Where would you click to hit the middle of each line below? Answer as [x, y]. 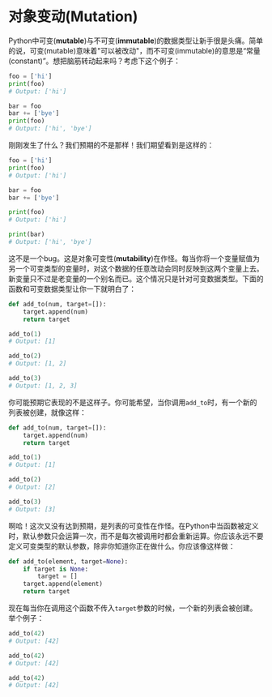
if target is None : [56, 569]
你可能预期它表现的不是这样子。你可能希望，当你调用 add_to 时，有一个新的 [133, 402]
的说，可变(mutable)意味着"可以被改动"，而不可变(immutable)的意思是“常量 [134, 50]
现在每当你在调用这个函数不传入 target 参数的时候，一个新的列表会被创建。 [133, 608]
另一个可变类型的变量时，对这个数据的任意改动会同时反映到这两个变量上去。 [136, 268]
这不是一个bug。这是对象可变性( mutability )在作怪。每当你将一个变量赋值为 [134, 258]
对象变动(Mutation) [73, 17]
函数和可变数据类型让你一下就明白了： [72, 289]
